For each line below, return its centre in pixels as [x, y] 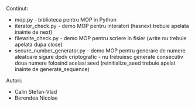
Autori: [14, 80]
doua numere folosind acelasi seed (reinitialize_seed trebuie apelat [95, 63]
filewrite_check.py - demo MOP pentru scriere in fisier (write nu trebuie [100, 38]
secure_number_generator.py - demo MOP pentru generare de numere [100, 51]
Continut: [17, 8]
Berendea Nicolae [36, 98]
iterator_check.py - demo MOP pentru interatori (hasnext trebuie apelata [102, 26]
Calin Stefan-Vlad [36, 92]
